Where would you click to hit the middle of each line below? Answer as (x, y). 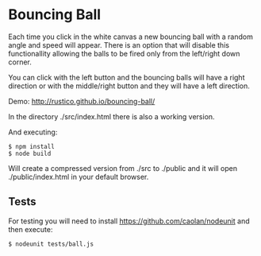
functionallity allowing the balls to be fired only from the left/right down (124, 53)
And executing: (33, 132)
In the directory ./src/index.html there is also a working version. (112, 116)
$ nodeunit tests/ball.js (51, 244)
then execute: (31, 229)
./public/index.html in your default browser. (79, 176)
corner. (20, 62)
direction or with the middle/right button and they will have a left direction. (129, 86)
